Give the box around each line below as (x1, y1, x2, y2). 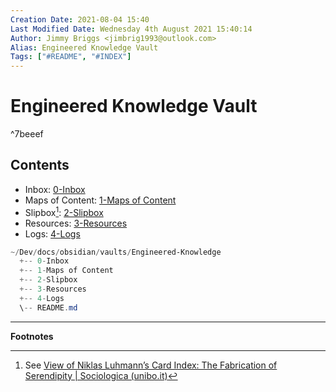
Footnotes (10, 330, 54, 342)
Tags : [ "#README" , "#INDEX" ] (10, 52, 132, 62)
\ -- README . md (19, 302, 78, 313)
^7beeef (10, 128, 44, 140)
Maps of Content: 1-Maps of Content (24, 194, 177, 206)
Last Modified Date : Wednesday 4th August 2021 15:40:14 (10, 24, 253, 34)
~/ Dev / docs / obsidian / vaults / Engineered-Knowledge (10, 247, 222, 257)
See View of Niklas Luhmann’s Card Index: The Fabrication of (24, 359, 278, 371)
